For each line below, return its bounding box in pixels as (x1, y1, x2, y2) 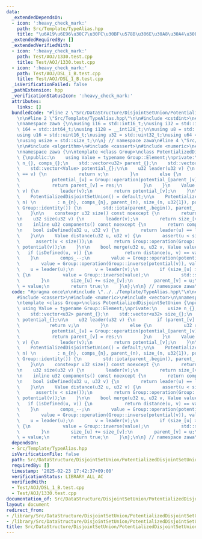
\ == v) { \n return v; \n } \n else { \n (17, 171, 182, 178)
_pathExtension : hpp (11, 87, 63, 93)
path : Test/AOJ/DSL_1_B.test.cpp (17, 70, 101, 76)
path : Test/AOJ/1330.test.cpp (17, 54, 93, 60)
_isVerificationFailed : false (11, 82, 87, 88)
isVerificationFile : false (11, 451, 79, 457)
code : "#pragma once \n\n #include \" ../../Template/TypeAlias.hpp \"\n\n (11, 288, 195, 295)
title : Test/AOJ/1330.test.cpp (17, 59, 96, 65)
